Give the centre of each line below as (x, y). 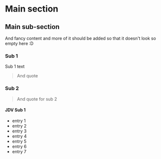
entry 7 (19, 151)
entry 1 (19, 121)
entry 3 (19, 131)
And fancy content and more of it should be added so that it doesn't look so (80, 38)
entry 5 (19, 141)
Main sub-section (32, 27)
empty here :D (19, 43)
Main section (32, 9)
